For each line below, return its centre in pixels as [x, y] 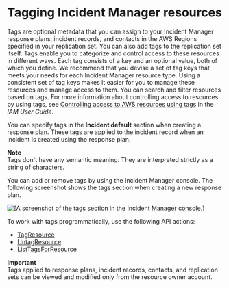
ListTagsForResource [47, 249]
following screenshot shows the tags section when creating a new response [114, 187]
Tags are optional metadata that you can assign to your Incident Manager [110, 31]
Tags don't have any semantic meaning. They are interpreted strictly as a [110, 159]
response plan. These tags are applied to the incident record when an [105, 132]
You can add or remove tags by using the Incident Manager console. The [110, 180]
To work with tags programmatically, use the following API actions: [101, 221]
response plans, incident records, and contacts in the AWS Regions [102, 38]
